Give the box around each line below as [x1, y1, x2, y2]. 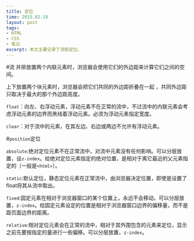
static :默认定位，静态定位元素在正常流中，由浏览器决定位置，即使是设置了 [6, 174, 187, 181]
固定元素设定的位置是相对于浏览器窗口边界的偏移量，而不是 [44, 201, 189, 208]
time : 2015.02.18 [6, 14, 49, 20]
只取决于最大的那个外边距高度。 [6, 90, 83, 97]
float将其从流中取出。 [6, 182, 58, 189]
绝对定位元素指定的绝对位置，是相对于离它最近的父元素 [50, 154, 183, 161]
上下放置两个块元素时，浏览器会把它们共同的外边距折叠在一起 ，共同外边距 [6, 83, 187, 90]
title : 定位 [6, 8, 33, 15]
